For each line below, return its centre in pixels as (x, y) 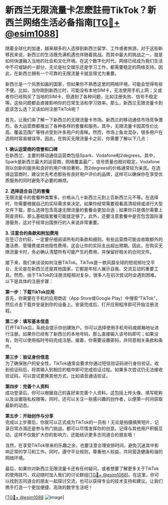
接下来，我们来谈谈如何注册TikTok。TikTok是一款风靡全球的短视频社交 (78, 262)
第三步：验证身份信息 (27, 357)
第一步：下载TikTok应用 (30, 292)
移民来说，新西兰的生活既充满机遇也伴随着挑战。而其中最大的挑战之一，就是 (84, 54)
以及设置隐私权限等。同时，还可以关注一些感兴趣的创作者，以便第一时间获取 (84, 399)
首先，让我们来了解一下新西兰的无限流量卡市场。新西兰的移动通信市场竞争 (82, 119)
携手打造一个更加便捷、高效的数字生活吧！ (49, 487)
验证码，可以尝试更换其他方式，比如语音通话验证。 (58, 376)
